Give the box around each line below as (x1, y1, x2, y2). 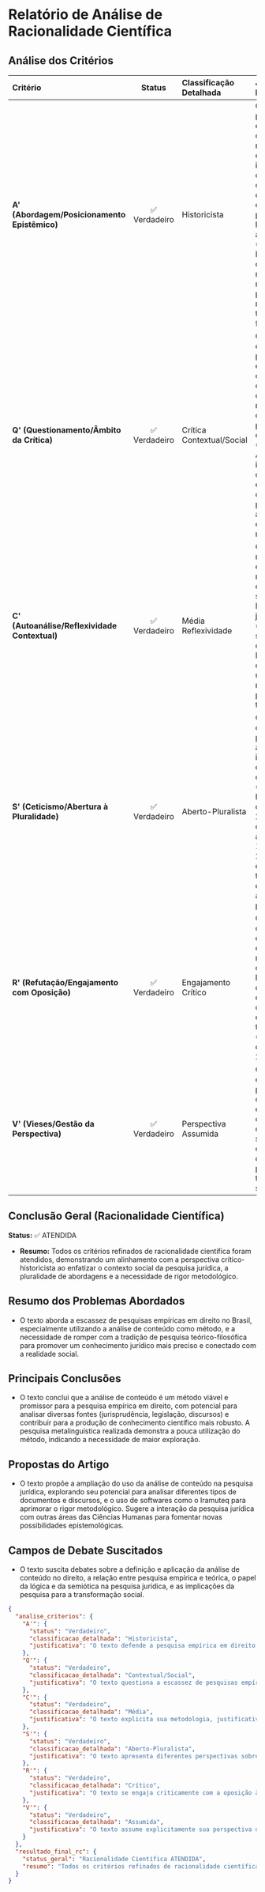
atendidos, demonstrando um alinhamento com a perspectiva (19, 1255, 219, 1264)
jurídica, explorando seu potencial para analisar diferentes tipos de (19, 1487, 237, 1497)
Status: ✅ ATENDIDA (8, 1230, 77, 1240)
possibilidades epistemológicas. (19, 1520, 125, 1531)
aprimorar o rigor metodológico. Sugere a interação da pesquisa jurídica (19, 1504, 255, 1513)
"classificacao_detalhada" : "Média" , (28, 1708, 154, 1716)
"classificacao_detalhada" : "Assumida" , (28, 1818, 164, 1826)
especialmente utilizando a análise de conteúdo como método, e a (19, 1324, 236, 1333)
